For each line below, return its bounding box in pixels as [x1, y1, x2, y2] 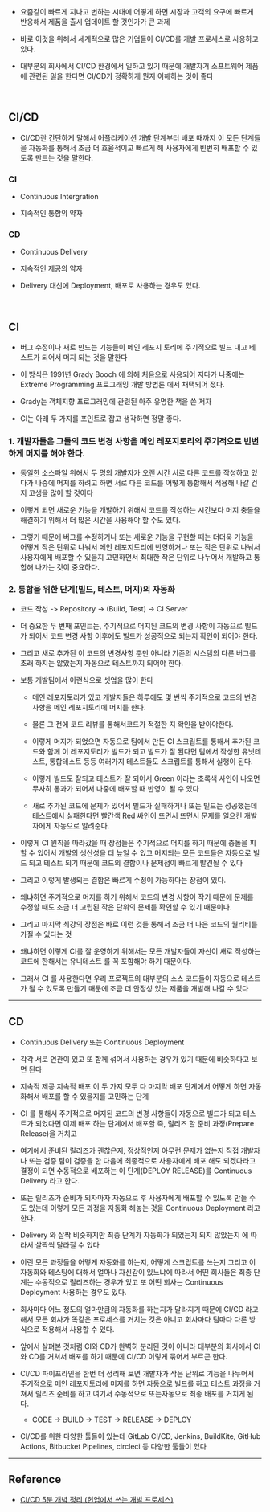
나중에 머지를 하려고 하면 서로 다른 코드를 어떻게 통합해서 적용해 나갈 [35, 477, 250, 488]
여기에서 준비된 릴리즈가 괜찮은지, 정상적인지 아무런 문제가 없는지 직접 [19, 1146, 239, 1155]
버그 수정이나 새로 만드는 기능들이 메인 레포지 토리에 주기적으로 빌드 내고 [19, 342, 247, 352]
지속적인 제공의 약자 [19, 264, 83, 273]
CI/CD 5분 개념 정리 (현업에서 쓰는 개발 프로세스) [19, 1495, 174, 1505]
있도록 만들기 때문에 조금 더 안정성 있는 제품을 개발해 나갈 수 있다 [45, 983, 249, 993]
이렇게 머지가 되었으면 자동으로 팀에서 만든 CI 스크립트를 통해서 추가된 [31, 736, 252, 746]
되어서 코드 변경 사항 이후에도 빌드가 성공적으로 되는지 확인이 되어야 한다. [28, 631, 259, 640]
